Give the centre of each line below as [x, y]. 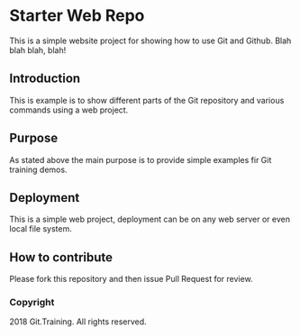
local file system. [41, 229]
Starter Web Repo [77, 16]
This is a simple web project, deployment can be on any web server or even [150, 219]
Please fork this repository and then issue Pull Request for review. [132, 279]
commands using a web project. [69, 110]
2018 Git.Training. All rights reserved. [78, 322]
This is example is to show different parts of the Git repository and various [147, 100]
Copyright [32, 303]
